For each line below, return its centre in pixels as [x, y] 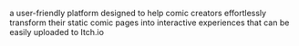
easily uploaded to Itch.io [57, 32]
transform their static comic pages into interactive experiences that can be [149, 23]
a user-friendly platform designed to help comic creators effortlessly [138, 13]
